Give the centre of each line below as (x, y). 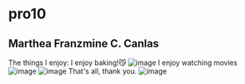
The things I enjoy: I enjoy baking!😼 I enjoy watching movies (123, 62)
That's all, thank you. (103, 71)
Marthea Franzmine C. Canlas (84, 44)
